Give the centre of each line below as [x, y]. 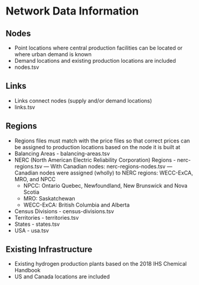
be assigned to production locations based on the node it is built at [97, 147]
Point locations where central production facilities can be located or [98, 48]
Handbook [27, 271]
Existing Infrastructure [49, 250]
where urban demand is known [53, 54]
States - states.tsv [37, 224]
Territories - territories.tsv [46, 217]
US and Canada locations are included [62, 277]
